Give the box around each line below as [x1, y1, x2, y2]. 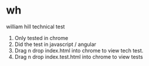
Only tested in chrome [14, 34, 69, 41]
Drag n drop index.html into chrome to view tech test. [14, 47, 144, 54]
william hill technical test [6, 23, 65, 30]
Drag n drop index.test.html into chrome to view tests [14, 53, 143, 60]
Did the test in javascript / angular [14, 41, 97, 48]
